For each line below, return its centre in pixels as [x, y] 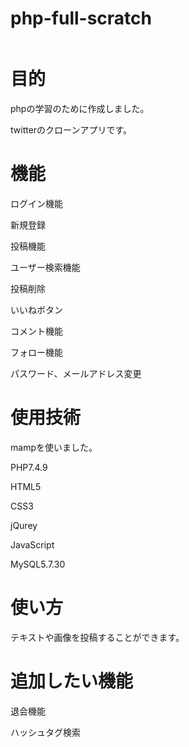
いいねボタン [36, 309]
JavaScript [32, 544]
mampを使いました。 [54, 447]
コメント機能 [36, 331]
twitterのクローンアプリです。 [71, 129]
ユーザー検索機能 [45, 267]
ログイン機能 [36, 203]
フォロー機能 [36, 352]
